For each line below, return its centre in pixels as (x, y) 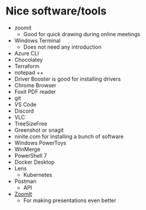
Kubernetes (38, 174)
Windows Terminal (37, 40)
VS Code (25, 104)
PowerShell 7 (31, 155)
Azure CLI (27, 53)
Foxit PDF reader (35, 91)
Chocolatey (29, 60)
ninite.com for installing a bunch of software (69, 136)
